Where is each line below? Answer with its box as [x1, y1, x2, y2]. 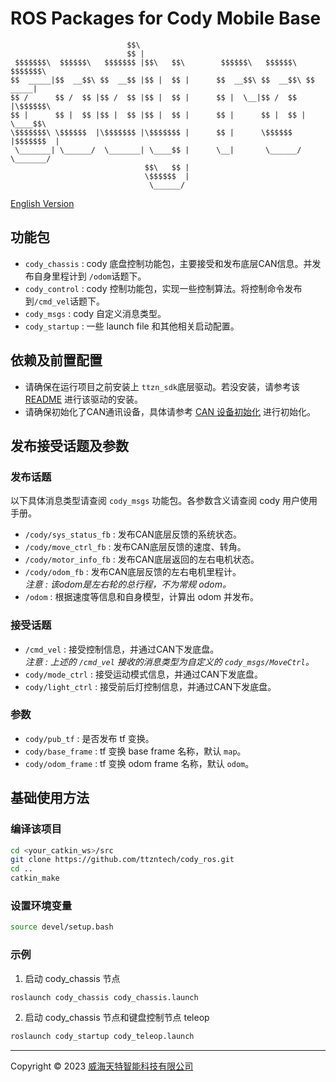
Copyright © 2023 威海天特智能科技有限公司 [10, 1060, 194, 1072]
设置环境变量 [10, 898, 73, 912]
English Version [10, 197, 75, 209]
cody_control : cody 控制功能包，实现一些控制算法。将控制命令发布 [24, 282, 303, 294]
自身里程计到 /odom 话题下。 [33, 270, 147, 282]
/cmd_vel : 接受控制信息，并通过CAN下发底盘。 [24, 643, 220, 655]
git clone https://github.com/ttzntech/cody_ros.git [10, 855, 235, 865]
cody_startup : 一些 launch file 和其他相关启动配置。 [24, 320, 240, 332]
